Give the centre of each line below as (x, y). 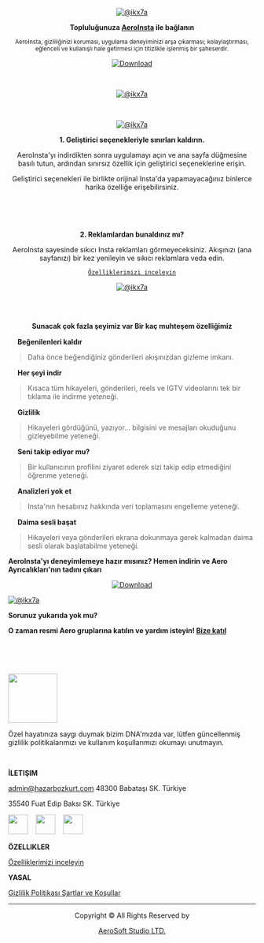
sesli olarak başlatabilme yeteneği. (83, 546)
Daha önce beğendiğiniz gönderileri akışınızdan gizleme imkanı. (130, 357)
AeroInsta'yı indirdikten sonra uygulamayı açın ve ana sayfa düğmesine (132, 155)
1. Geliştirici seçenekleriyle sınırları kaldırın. (132, 140)
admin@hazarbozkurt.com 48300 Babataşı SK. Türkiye (97, 788)
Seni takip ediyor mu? (53, 452)
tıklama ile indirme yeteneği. (73, 397)
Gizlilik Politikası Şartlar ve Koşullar (64, 893)
